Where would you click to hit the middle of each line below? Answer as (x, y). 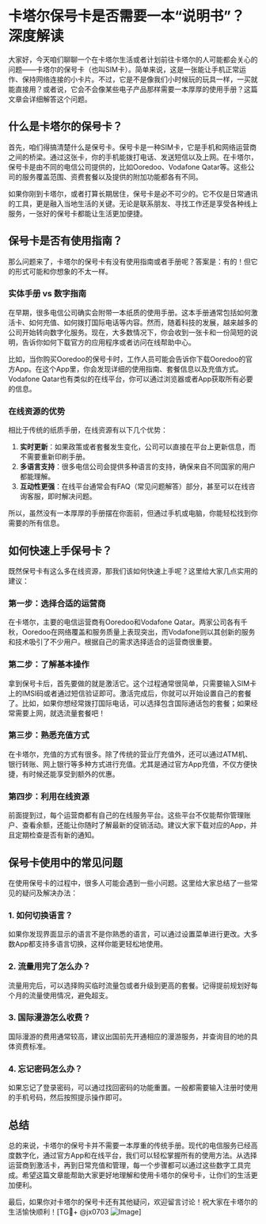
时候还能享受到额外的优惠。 (74, 774)
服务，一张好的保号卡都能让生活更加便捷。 (78, 213)
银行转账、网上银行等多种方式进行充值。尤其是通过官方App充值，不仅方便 (129, 764)
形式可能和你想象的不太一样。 (63, 271)
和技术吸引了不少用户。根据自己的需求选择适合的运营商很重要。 (112, 642)
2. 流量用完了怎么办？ (49, 967)
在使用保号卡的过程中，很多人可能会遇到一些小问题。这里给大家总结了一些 (129, 883)
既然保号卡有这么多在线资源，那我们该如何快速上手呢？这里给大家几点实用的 (133, 570)
